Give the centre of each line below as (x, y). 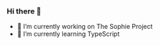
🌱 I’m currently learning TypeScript (68, 34)
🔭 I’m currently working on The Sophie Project (85, 27)
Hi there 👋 (24, 11)
